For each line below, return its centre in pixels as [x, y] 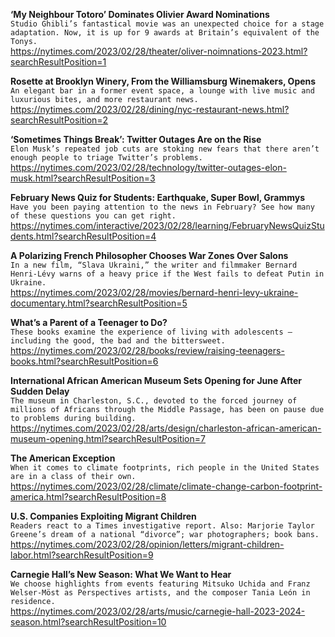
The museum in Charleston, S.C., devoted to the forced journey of [154, 401]
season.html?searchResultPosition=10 [88, 622]
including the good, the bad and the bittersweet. [118, 341]
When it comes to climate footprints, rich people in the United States [165, 468]
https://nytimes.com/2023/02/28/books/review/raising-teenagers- [147, 350]
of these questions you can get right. [93, 216]
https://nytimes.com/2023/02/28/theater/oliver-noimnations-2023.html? [159, 51]
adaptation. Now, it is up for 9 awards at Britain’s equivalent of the [165, 33]
